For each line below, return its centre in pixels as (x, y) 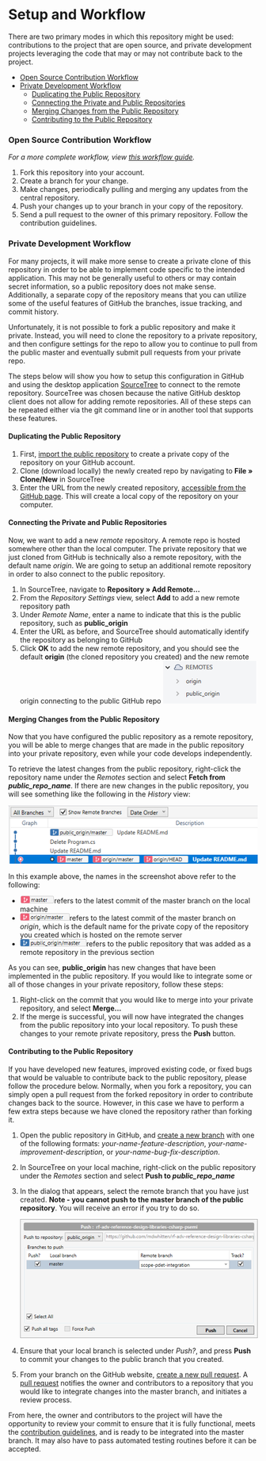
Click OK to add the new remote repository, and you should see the (129, 648)
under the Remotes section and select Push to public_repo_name (127, 1175)
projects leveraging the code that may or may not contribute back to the (125, 53)
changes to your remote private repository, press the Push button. (127, 1033)
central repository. (49, 198)
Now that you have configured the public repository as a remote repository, (131, 737)
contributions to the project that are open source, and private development (130, 44)
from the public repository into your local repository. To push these (129, 1025)
